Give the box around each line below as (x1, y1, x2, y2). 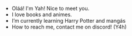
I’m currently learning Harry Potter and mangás (11, 17, 126, 24)
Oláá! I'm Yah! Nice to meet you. (11, 5, 90, 12)
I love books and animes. (11, 11, 72, 18)
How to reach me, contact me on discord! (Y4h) (11, 23, 127, 30)
